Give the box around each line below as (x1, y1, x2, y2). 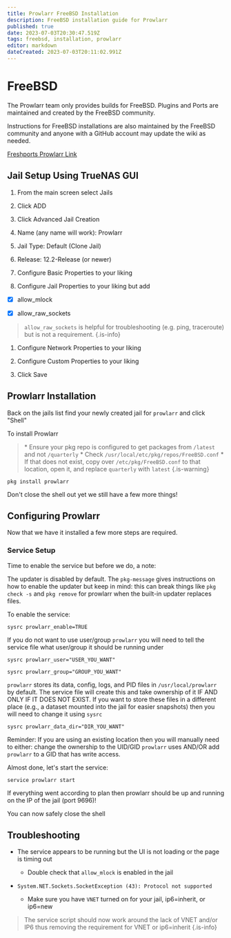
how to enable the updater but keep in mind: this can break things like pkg (7, 582, 216, 590)
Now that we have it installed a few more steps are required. (7, 529, 178, 537)
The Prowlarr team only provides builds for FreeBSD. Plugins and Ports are (7, 101, 219, 109)
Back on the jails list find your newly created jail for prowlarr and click (7, 409, 205, 417)
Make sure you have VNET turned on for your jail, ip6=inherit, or (27, 895, 205, 903)
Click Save (17, 370, 48, 378)
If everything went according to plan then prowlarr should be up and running (7, 788, 225, 797)
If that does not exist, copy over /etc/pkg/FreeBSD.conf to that (23, 457, 201, 466)
